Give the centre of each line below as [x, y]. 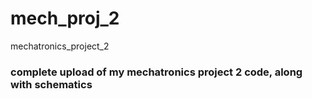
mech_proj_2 [65, 18]
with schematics [51, 84]
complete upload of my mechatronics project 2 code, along [156, 72]
